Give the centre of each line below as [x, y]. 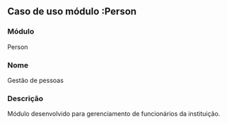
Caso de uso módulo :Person [72, 12]
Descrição [25, 98]
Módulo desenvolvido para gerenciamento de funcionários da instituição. [114, 114]
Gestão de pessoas [35, 80]
